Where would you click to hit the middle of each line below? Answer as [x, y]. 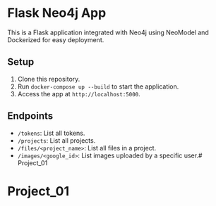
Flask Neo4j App [57, 13]
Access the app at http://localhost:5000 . [79, 94]
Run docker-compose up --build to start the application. [98, 86]
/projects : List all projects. [56, 140]
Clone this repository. [49, 79]
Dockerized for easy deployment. [56, 39]
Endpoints [30, 116]
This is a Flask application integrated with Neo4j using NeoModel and [108, 32]
